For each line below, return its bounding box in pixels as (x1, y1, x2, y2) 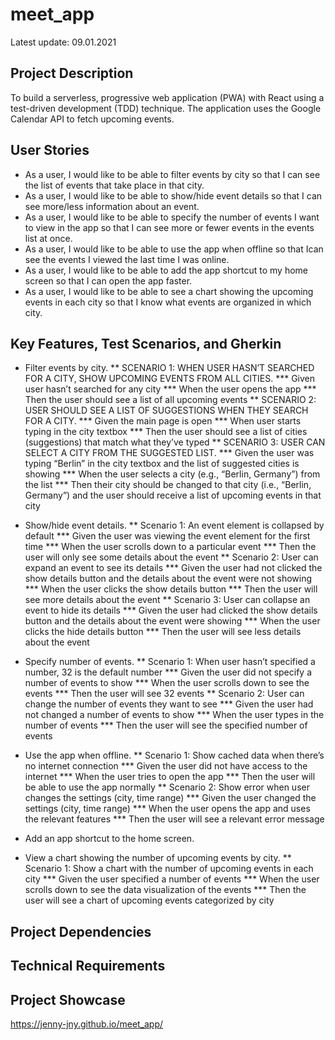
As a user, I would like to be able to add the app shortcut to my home (24, 264, 309, 276)
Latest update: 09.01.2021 (10, 36, 117, 48)
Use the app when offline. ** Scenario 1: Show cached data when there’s (24, 749, 325, 762)
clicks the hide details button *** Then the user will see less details (24, 626, 302, 638)
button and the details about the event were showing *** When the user (24, 615, 321, 627)
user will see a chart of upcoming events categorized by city (24, 894, 275, 907)
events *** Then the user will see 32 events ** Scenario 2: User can (24, 688, 305, 700)
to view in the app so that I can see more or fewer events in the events (24, 221, 315, 233)
